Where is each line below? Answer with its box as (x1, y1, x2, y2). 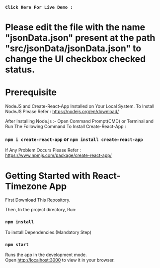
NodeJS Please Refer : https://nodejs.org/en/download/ (5, 109, 119, 115)
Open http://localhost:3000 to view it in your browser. (5, 257, 115, 263)
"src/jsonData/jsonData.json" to (5, 43, 142, 54)
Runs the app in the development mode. (5, 252, 87, 258)
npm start (5, 242, 29, 247)
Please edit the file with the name (5, 22, 146, 33)
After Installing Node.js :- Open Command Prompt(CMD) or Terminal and (5, 118, 154, 124)
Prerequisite (5, 87, 57, 98)
